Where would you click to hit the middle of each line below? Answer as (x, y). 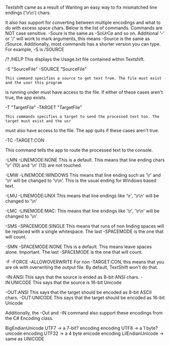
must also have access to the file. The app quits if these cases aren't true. (82, 130)
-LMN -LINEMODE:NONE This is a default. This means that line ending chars (85, 160)
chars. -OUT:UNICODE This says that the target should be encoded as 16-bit (85, 298)
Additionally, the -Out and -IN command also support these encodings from (84, 313)
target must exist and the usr (38, 121)
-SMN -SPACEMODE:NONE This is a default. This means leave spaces (78, 247)
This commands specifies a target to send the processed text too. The (82, 117)
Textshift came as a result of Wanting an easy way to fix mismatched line (81, 7)
